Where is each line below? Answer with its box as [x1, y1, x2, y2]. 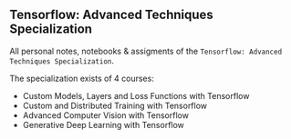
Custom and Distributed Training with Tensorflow [22, 100, 208, 111]
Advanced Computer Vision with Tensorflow [22, 109, 190, 121]
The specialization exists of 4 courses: [9, 73, 155, 84]
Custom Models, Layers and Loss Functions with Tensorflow [22, 90, 250, 101]
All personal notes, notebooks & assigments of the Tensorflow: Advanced [9, 45, 283, 56]
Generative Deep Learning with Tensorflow [22, 119, 185, 130]
